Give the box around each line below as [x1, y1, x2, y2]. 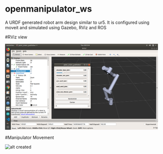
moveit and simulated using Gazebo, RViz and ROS [5, 24, 107, 30]
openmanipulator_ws [5, 3, 92, 15]
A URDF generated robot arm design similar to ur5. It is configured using [5, 19, 149, 25]
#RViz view [5, 34, 28, 40]
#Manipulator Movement [5, 135, 54, 140]
